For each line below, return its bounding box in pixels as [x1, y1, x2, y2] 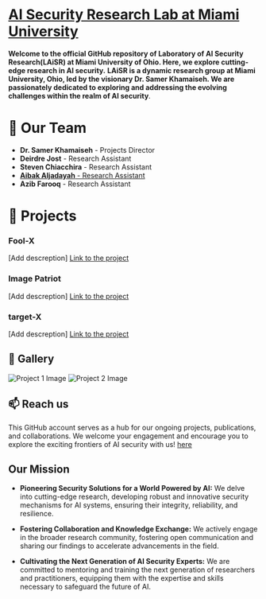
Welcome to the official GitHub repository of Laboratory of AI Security [8, 49, 244, 58]
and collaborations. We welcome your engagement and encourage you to [8, 431, 249, 441]
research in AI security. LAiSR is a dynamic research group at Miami [26, 65, 256, 75]
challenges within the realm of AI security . [8, 91, 151, 100]
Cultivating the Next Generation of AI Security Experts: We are [19, 557, 230, 566]
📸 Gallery [8, 352, 55, 366]
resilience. [19, 509, 54, 519]
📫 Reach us [8, 398, 69, 411]
